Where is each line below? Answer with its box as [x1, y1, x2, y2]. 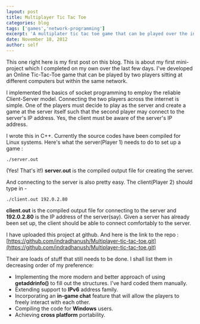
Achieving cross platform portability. [14, 311, 105, 318]
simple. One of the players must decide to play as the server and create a [6, 101, 186, 109]
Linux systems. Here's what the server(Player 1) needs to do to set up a [6, 138, 182, 146]
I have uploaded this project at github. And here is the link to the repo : [6, 231, 179, 238]
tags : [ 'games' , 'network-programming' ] [6, 25, 105, 32]
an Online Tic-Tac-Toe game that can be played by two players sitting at [6, 71, 183, 78]
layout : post [6, 8, 39, 15]
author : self [6, 42, 39, 48]
